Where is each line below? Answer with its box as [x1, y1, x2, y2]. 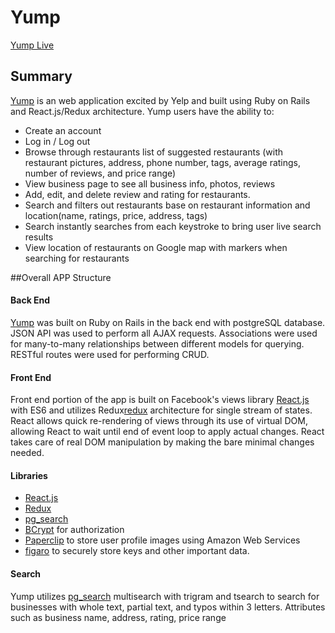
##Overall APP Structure [10, 271, 112, 283]
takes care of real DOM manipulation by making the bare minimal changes [10, 436, 315, 448]
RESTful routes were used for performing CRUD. [10, 348, 210, 360]
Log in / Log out [24, 135, 91, 147]
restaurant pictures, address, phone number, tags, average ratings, [24, 156, 302, 168]
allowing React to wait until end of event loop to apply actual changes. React [10, 426, 325, 438]
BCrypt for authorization [24, 524, 125, 536]
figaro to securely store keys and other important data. [24, 545, 250, 557]
